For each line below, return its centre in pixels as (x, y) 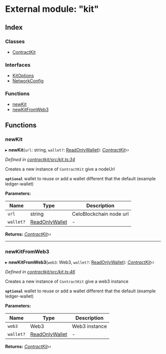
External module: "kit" (52, 9)
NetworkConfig (28, 81)
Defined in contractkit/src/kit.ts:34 (40, 159)
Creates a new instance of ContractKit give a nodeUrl (60, 169)
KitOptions (23, 76)
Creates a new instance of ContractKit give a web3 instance (67, 281)
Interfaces (18, 65)
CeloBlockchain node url (100, 214)
